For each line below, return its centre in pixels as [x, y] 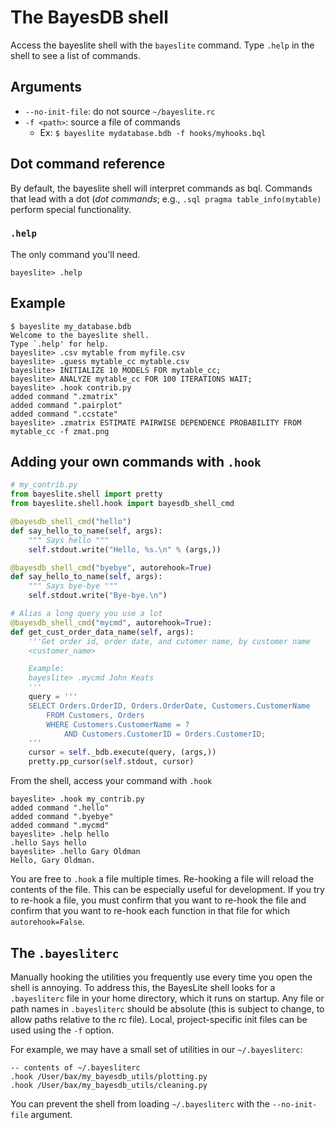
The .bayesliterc [65, 952]
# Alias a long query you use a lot [86, 614]
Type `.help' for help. [60, 344]
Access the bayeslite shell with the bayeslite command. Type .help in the [162, 45]
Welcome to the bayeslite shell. [80, 335]
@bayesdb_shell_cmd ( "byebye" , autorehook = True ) [111, 567]
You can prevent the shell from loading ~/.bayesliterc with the [140, 1103]
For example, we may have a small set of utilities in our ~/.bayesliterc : [156, 1049]
